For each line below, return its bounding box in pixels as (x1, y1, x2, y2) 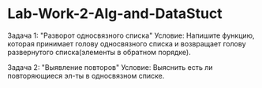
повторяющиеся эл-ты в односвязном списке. (7, 71, 165, 80)
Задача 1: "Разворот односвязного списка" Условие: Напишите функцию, (7, 31, 255, 40)
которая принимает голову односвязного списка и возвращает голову (7, 38, 246, 48)
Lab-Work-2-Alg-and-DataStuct (7, 5, 223, 23)
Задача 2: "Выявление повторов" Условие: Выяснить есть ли (7, 62, 214, 71)
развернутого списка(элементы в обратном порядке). (7, 47, 191, 57)
